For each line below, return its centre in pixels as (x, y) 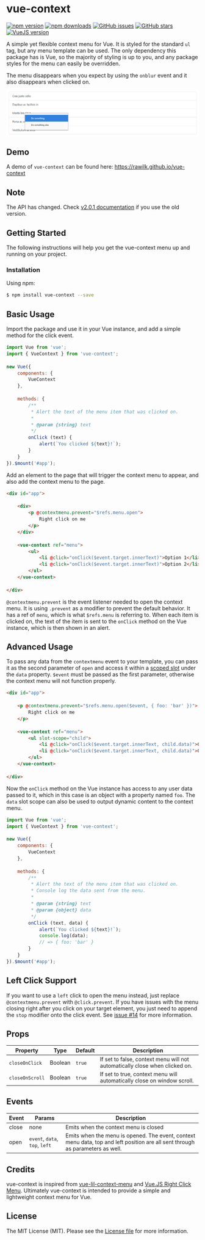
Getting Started (36, 233)
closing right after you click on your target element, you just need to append (102, 1008)
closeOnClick (25, 1063)
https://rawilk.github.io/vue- (149, 167)
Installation (23, 269)
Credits (21, 1169)
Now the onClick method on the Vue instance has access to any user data (99, 788)
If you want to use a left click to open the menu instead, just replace (93, 995)
